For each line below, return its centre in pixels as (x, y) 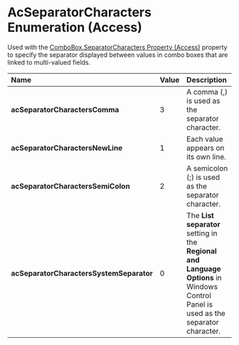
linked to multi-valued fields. (49, 62)
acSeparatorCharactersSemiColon (70, 186)
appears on (205, 148)
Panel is (200, 304)
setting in (202, 233)
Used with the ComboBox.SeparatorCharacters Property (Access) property (117, 47)
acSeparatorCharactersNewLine (67, 148)
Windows (202, 287)
